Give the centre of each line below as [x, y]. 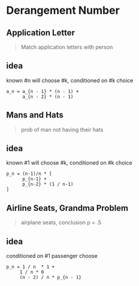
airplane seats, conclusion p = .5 [61, 222]
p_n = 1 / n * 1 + [31, 267]
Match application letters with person [67, 47]
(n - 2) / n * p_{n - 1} [51, 278]
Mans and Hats [35, 115]
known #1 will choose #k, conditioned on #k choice [69, 163]
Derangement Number [63, 11]
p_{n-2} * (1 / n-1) [48, 184]
